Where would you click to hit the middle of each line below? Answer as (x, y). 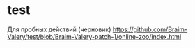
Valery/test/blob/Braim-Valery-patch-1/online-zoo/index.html (94, 36)
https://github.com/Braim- (150, 29)
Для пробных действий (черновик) (59, 29)
